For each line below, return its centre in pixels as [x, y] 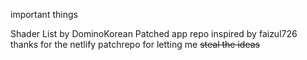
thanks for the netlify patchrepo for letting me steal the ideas [135, 44]
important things [44, 14]
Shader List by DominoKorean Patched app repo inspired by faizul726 [154, 33]
